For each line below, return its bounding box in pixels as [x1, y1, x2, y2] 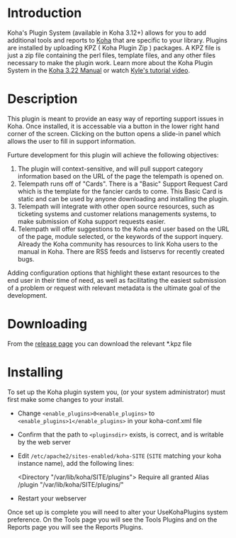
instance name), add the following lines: [17, 459, 135, 467]
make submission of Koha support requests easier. [17, 217, 167, 225]
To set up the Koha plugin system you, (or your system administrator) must [7, 388, 225, 396]
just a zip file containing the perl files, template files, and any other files [7, 51, 216, 60]
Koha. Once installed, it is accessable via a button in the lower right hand [7, 122, 220, 130]
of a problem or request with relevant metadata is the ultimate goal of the [7, 284, 221, 292]
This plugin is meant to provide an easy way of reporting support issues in [7, 114, 224, 123]
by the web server [17, 437, 71, 446]
